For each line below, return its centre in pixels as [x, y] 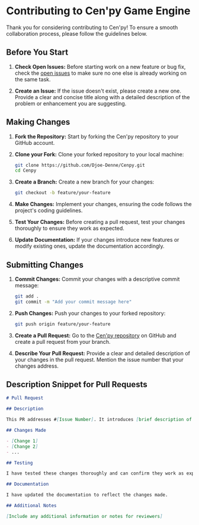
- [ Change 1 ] [22, 441]
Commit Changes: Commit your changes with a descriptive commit [97, 279]
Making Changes [38, 122]
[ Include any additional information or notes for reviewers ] [84, 516]
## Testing [20, 463]
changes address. [37, 366]
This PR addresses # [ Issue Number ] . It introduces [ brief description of [99, 420]
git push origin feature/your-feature [62, 324]
